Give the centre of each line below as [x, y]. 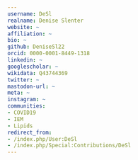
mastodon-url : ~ [31, 86]
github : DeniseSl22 [36, 47]
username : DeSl [30, 14]
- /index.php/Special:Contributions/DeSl [69, 146]
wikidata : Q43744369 [38, 73]
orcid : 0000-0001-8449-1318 [49, 54]
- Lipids [20, 126]
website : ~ [23, 27]
